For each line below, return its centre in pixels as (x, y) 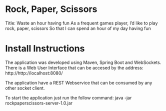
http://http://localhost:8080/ (34, 73)
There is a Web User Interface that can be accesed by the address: (74, 67)
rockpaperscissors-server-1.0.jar (39, 103)
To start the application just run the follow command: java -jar (68, 97)
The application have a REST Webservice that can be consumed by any (79, 82)
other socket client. (25, 88)
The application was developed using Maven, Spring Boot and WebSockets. (83, 62)
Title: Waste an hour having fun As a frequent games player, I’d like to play (81, 23)
